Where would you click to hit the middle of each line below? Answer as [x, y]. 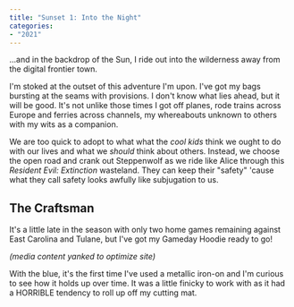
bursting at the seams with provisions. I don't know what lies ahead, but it [144, 96]
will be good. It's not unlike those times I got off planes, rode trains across [145, 106]
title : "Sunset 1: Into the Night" [76, 17]
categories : [31, 26]
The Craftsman [52, 208]
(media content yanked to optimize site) [83, 257]
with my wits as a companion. [64, 124]
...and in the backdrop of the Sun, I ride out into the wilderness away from [145, 60]
